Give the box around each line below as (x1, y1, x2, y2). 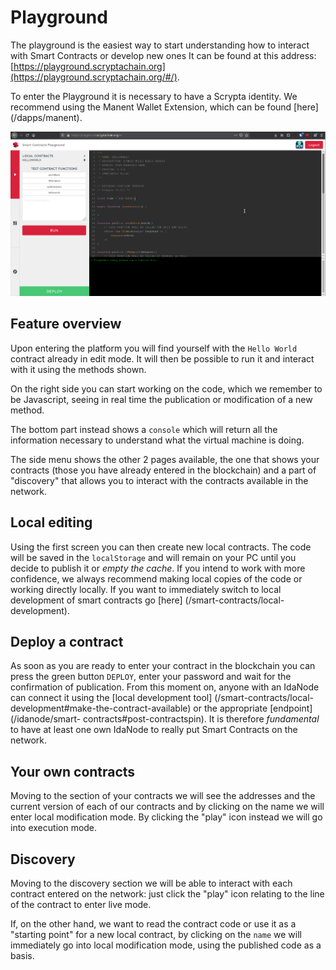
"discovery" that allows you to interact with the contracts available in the (10, 474, 309, 486)
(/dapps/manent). (10, 111, 83, 123)
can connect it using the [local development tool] (10, 692, 213, 704)
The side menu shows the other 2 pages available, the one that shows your (10, 453, 320, 465)
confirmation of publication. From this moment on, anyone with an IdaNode (10, 681, 320, 693)
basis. (10, 950, 35, 962)
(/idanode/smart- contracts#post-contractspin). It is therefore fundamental (10, 713, 320, 725)
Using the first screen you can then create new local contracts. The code (10, 541, 312, 553)
